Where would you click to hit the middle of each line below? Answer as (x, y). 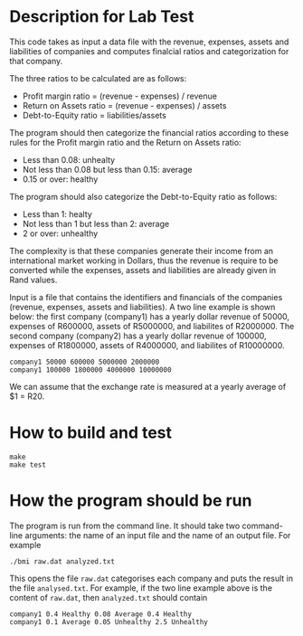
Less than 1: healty (57, 214)
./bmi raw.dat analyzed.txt (62, 561)
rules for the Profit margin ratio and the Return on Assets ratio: (125, 142)
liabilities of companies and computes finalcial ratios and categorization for (149, 51)
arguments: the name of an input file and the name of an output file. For (158, 535)
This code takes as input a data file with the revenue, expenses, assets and (149, 42)
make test (28, 465)
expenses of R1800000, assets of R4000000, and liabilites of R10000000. (147, 345)
